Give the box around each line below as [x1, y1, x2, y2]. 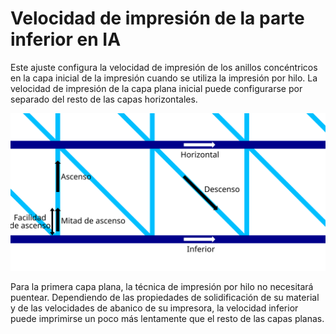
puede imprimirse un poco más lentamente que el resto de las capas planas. [10, 312, 325, 324]
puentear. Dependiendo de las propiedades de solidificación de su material [10, 291, 320, 303]
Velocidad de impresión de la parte [10, 7, 305, 30]
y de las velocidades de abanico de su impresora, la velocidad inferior [10, 302, 299, 314]
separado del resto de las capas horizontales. [10, 93, 198, 105]
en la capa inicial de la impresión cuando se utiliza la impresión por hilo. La [10, 72, 318, 84]
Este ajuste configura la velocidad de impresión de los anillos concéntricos [10, 61, 318, 73]
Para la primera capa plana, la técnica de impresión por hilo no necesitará [10, 280, 314, 292]
